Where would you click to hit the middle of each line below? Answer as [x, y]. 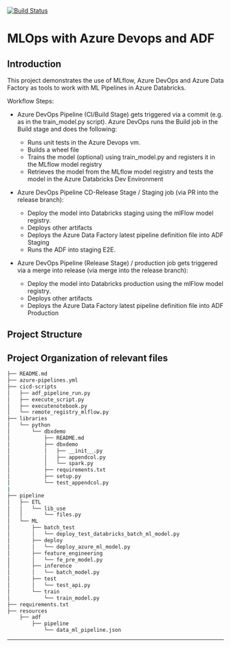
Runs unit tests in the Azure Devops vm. [84, 142]
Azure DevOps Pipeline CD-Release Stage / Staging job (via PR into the [118, 192]
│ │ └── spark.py [51, 464]
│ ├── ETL [24, 502]
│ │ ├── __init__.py [55, 451]
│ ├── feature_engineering [55, 553]
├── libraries [27, 419]
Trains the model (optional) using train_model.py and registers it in [121, 157]
